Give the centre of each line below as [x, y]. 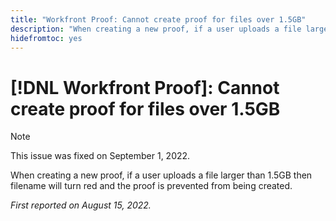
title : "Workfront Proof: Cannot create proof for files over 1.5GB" [158, 19]
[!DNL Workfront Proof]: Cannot [145, 87]
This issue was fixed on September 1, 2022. [100, 156]
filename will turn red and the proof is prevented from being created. [151, 186]
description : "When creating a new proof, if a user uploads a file [156, 29]
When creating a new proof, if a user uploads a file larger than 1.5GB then [161, 175]
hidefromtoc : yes [46, 38]
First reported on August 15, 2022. [81, 205]
